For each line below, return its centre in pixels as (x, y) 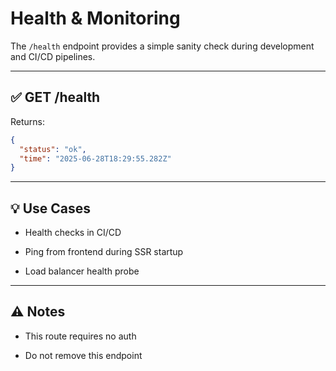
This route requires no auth (80, 336)
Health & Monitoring (95, 18)
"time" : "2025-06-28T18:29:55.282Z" (95, 158)
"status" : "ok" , (53, 149)
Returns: (28, 121)
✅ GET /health (55, 97)
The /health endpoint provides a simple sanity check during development (162, 46)
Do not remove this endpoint (83, 355)
